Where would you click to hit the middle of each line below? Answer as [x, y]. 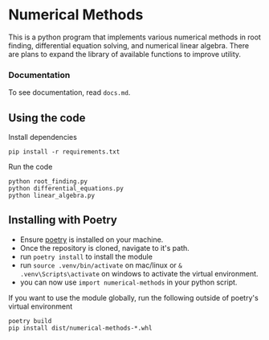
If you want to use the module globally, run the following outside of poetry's [133, 297]
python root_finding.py [48, 182]
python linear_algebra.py [51, 196]
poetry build [30, 321]
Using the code [47, 118]
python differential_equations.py [66, 189]
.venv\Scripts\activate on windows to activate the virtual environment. [139, 273]
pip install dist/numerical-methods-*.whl [80, 328]
